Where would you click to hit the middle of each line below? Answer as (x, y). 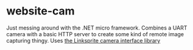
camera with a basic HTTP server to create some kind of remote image (95, 34)
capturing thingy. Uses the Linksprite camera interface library (83, 40)
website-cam (40, 11)
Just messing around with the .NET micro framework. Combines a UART (97, 28)
